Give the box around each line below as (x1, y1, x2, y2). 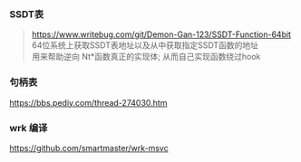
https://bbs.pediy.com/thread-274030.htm (9, 97, 168, 108)
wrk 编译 (9, 121, 48, 134)
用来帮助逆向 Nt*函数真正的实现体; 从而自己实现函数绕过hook (31, 52, 261, 62)
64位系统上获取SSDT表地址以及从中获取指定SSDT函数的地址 (31, 40, 258, 51)
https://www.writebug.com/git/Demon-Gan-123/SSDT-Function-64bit (31, 29, 292, 40)
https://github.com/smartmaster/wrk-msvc (9, 142, 170, 153)
